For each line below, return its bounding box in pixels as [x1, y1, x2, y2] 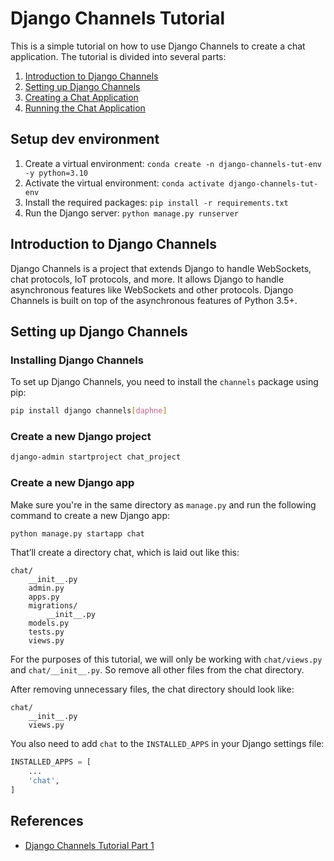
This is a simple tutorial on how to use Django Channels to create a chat [10, 40, 306, 52]
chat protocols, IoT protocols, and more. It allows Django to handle [10, 273, 285, 285]
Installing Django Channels [10, 353, 144, 367]
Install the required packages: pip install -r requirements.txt [24, 196, 289, 208]
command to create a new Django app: [10, 509, 171, 521]
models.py [28, 618, 70, 629]
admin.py [28, 583, 65, 594]
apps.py [28, 592, 60, 602]
